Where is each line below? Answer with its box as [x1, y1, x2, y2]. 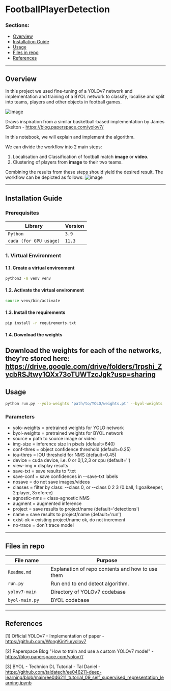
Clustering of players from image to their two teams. [12, 159, 123, 165]
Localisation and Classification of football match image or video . [12, 154, 149, 160]
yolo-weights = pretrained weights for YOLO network [12, 424, 124, 431]
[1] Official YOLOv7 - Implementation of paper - [5, 633, 104, 639]
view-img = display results [12, 463, 69, 469]
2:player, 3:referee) [12, 490, 53, 496]
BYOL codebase [50, 596, 90, 603]
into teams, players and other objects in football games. [5, 99, 122, 105]
